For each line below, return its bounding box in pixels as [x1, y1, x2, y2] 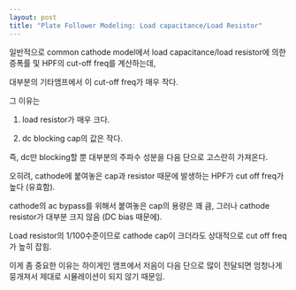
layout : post [9, 12, 57, 22]
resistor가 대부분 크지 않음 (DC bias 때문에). [9, 211, 163, 222]
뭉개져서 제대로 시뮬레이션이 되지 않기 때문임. [9, 271, 165, 281]
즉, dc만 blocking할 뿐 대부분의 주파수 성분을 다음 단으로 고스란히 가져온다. [9, 151, 269, 162]
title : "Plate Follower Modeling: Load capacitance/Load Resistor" [9, 21, 263, 30]
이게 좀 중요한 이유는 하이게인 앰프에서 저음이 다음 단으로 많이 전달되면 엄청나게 [9, 260, 283, 271]
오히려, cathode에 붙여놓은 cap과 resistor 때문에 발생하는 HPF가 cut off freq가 [9, 170, 285, 181]
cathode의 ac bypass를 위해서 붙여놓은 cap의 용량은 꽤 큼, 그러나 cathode [9, 200, 270, 210]
